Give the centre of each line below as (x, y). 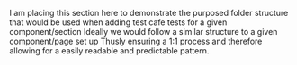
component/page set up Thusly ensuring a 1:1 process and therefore (136, 41)
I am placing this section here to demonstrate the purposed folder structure (149, 13)
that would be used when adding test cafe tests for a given (118, 22)
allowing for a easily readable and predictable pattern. (109, 51)
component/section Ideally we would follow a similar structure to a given (144, 32)
